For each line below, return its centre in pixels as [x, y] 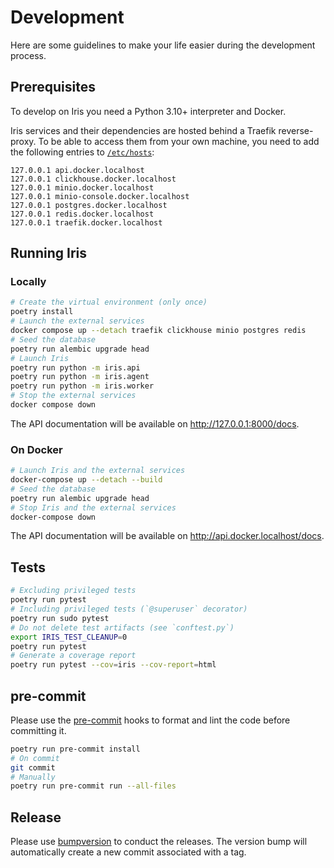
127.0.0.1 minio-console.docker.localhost [100, 196]
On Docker [36, 449]
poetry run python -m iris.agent [80, 377]
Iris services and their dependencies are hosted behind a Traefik [143, 130]
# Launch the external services [77, 321]
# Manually [33, 777]
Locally [28, 282]
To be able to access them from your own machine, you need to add [179, 141]
